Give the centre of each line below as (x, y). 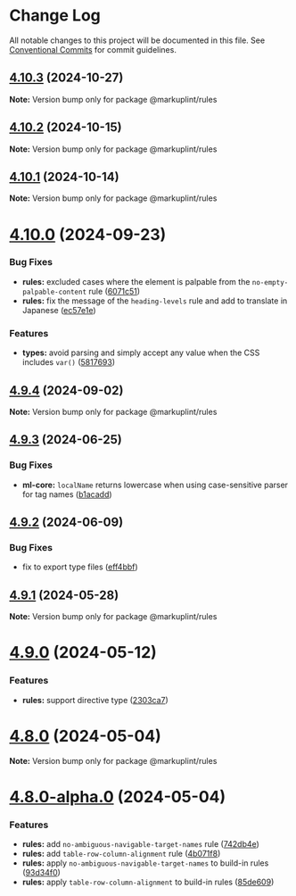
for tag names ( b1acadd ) (67, 494)
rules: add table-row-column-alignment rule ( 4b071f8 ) (121, 854)
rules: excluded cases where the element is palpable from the (136, 281)
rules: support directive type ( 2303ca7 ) (95, 700)
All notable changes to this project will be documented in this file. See (137, 40)
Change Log (55, 16)
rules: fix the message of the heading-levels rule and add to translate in (155, 301)
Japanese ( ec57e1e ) (59, 310)
